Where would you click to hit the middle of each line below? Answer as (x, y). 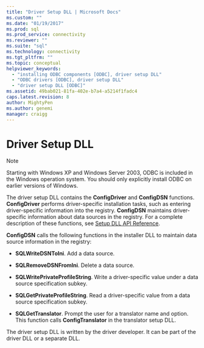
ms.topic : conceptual (34, 63)
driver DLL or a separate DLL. (43, 338)
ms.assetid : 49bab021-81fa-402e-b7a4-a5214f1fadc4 (72, 91)
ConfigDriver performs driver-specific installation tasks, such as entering (99, 204)
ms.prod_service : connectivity (46, 35)
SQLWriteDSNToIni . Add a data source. (65, 254)
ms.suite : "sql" (27, 46)
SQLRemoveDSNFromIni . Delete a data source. (75, 265)
